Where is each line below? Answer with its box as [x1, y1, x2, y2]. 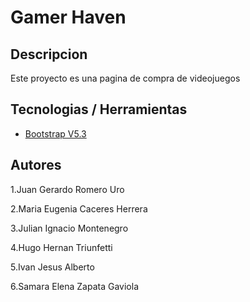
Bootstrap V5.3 [24, 127, 87, 140]
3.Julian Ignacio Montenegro [10, 222, 129, 234]
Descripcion [10, 46, 88, 63]
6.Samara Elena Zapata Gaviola [10, 280, 140, 292]
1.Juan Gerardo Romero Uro [10, 183, 125, 195]
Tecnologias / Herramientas [10, 101, 188, 118]
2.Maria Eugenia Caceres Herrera [10, 202, 148, 215]
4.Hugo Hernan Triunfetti [10, 241, 113, 253]
